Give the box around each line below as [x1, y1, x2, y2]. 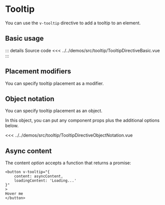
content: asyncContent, [14, 174, 64, 179]
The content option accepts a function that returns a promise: [5, 160, 131, 166]
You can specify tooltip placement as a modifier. [5, 80, 104, 86]
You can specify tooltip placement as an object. [5, 108, 103, 114]
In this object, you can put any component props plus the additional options [5, 118, 160, 124]
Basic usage [5, 34, 44, 43]
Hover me [5, 191, 23, 197]
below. [5, 123, 19, 129]
